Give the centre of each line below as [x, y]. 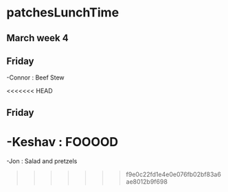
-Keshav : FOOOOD [62, 142]
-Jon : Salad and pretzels [42, 161]
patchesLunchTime [63, 13]
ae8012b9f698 [147, 181]
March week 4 [38, 38]
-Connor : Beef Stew [35, 77]
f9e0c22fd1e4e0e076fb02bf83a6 [173, 174]
